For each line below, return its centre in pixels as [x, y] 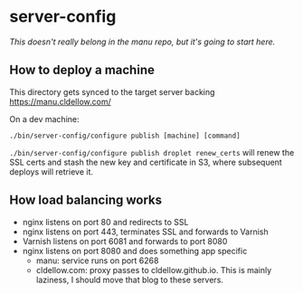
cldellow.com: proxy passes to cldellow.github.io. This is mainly [154, 270]
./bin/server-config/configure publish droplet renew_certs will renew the [152, 152]
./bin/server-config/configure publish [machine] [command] [125, 136]
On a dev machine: [44, 119]
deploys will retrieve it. [51, 171]
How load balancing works [86, 200]
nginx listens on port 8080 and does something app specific [135, 251]
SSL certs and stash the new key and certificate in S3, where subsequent [146, 162]
